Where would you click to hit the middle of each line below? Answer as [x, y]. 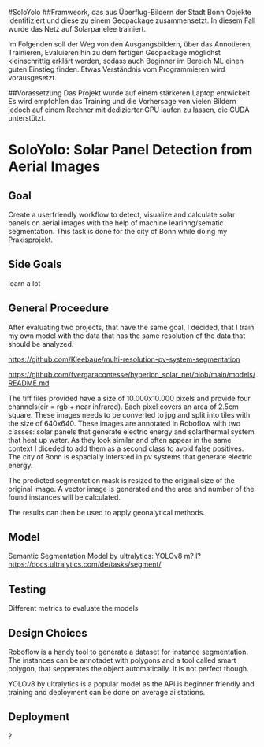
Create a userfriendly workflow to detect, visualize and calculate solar [122, 214]
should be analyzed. [41, 344]
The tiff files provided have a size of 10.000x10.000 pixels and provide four [129, 398]
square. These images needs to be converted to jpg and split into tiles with [129, 414]
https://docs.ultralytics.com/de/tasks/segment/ [85, 564]
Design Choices [48, 633]
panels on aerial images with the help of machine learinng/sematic [116, 223]
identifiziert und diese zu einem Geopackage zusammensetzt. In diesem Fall [132, 20]
